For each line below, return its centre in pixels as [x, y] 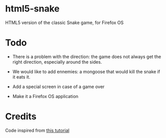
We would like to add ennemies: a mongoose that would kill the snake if [86, 71]
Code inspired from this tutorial [37, 130]
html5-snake [33, 9]
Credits [21, 117]
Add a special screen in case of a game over [58, 86]
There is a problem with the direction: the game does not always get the [87, 56]
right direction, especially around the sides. [57, 62]
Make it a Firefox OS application [45, 96]
